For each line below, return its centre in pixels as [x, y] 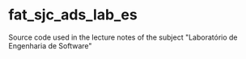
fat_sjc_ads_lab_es [73, 15]
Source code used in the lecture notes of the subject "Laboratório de [123, 37]
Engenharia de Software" [50, 45]
